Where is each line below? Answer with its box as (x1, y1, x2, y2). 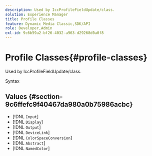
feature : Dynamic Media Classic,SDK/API (5, 21, 91, 26)
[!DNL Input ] (12, 113, 39, 120)
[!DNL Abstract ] (12, 140, 45, 146)
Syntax (5, 78, 20, 84)
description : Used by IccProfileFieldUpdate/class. (5, 7, 115, 12)
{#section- (28, 93, 63, 101)
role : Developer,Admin (5, 26, 52, 31)
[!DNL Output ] (12, 124, 41, 130)
